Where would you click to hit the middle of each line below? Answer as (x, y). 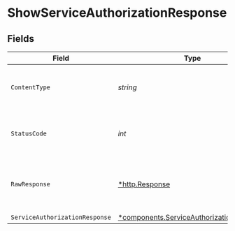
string (128, 87)
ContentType (31, 88)
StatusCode (29, 134)
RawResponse (31, 184)
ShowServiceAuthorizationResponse (117, 13)
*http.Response (144, 184)
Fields (21, 39)
